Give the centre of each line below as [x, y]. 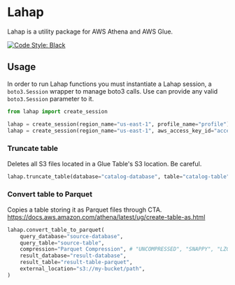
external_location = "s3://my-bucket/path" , [83, 269]
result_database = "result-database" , [73, 256]
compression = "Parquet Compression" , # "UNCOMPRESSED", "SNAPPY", [117, 249]
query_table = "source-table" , [62, 243]
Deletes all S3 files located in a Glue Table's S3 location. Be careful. [105, 163]
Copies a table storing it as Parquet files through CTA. [85, 210]
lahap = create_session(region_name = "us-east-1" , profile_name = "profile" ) [119, 124]
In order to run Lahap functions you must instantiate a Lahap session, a [109, 84]
